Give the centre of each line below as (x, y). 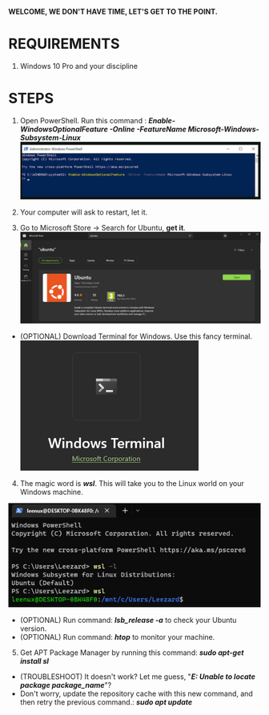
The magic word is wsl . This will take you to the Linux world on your (132, 483)
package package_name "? (66, 685)
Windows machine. (52, 492)
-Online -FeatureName (148, 129)
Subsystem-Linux (50, 137)
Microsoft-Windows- (224, 129)
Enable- (162, 120)
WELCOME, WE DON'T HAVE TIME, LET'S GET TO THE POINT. (113, 12)
